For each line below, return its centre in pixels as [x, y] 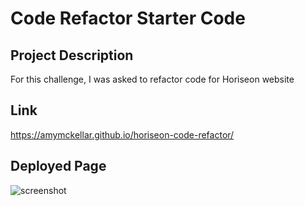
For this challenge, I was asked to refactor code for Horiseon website [152, 79]
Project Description [72, 55]
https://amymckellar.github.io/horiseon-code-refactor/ [122, 134]
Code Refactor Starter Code [128, 18]
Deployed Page [58, 166]
